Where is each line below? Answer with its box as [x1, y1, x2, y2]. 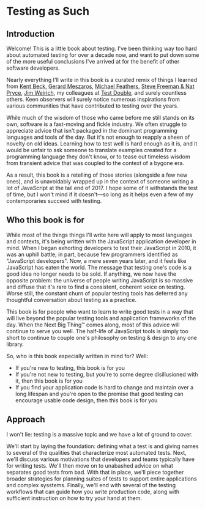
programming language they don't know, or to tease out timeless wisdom [6, 153, 191, 160]
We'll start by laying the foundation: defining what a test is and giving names [6, 442, 199, 450]
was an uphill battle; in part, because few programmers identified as [6, 251, 179, 258]
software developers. [6, 64, 60, 72]
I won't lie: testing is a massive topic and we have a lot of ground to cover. [6, 430, 193, 438]
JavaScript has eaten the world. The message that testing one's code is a [6, 263, 192, 271]
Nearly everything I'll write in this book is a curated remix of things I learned [6, 76, 198, 83]
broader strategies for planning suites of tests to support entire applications [6, 475, 197, 482]
